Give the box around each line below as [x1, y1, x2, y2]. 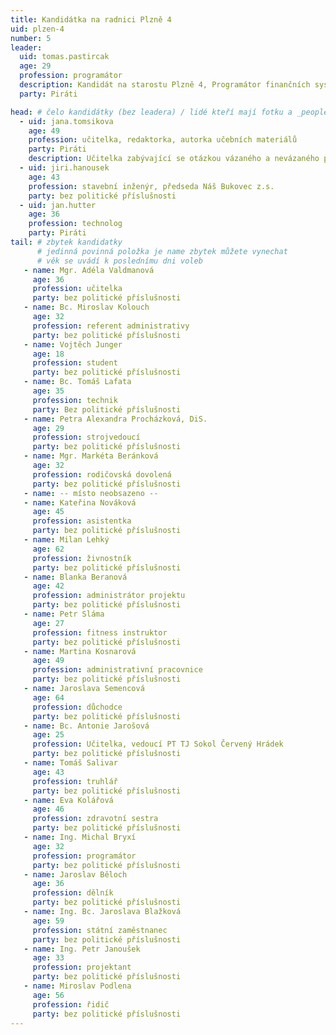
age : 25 [32, 730, 65, 740]
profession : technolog [28, 219, 123, 229]
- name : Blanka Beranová [23, 572, 128, 582]
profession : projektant [32, 962, 132, 973]
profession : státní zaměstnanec [32, 925, 168, 935]
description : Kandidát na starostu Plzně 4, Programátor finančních [19, 80, 311, 90]
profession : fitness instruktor [32, 627, 168, 638]
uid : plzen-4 [10, 24, 65, 34]
